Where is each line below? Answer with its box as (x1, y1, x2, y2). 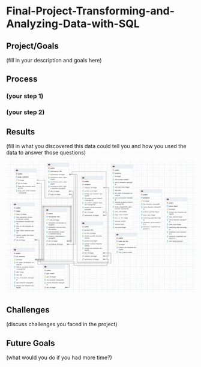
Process (6, 74, 38, 85)
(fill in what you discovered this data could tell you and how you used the (6, 143, 187, 150)
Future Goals (6, 338, 55, 348)
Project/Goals (6, 41, 59, 51)
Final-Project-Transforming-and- (6, 4, 175, 18)
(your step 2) (6, 108, 45, 116)
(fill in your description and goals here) (6, 57, 102, 64)
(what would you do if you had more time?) (6, 354, 112, 361)
